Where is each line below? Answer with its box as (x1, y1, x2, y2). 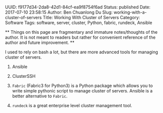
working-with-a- (113, 9, 147, 15)
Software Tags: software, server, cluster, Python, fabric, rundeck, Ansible (5, 20, 152, 25)
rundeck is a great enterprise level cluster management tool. (12, 103, 133, 108)
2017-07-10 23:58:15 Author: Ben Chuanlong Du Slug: (5, 9, 113, 15)
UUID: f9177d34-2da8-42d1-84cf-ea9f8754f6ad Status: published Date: (5, 4, 151, 10)
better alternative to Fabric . (12, 93, 68, 99)
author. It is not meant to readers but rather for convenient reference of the (5, 34, 156, 40)
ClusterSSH (12, 73, 36, 79)
